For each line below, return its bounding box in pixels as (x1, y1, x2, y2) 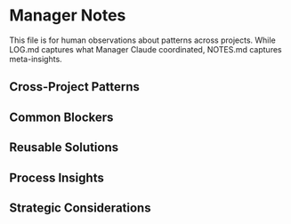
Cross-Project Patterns (9, 79, 141, 94)
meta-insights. (9, 53, 62, 64)
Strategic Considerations (9, 200, 151, 215)
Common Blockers (9, 109, 114, 124)
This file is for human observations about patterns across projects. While (9, 35, 276, 45)
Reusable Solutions (9, 140, 118, 156)
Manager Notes (9, 5, 126, 26)
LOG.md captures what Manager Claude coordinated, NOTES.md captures (9, 44, 282, 54)
